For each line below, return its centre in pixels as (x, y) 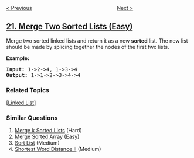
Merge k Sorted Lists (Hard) (48, 131)
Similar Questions (32, 118)
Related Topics (28, 90)
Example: (18, 58)
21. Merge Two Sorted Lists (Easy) (69, 27)
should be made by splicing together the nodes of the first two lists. (88, 47)
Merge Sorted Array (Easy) (47, 137)
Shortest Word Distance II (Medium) (58, 149)
